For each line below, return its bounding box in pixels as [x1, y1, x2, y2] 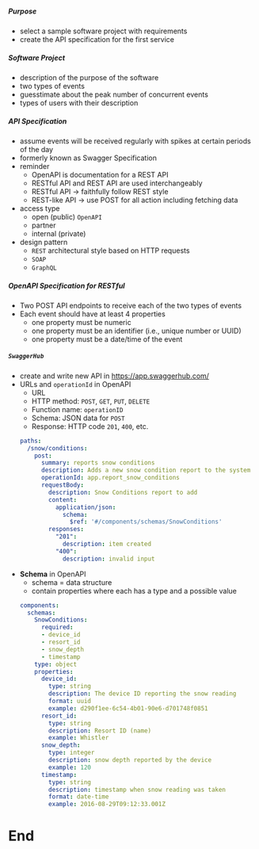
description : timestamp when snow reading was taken [48, 786, 227, 794]
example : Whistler [48, 734, 109, 742]
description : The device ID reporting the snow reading [48, 690, 237, 698]
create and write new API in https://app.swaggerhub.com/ [19, 371, 210, 381]
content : [48, 495, 78, 503]
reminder [19, 161, 50, 170]
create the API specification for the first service [19, 34, 174, 44]
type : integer [48, 749, 95, 757]
